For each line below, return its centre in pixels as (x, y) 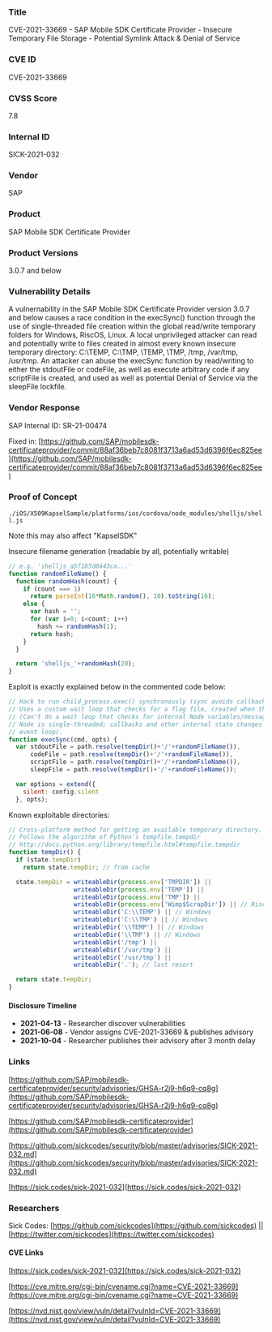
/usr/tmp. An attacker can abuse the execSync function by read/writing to (131, 361)
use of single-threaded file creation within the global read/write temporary (132, 326)
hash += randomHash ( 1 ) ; (77, 626)
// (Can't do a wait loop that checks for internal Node (106, 716)
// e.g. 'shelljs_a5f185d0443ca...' (70, 566)
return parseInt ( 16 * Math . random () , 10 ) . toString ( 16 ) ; (123, 596)
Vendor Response (44, 408)
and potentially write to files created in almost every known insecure (122, 344)
